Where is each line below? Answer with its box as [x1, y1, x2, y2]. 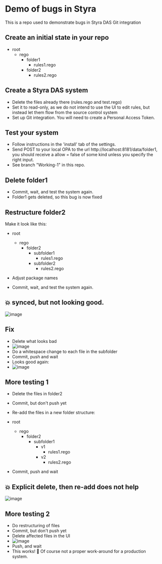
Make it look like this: [5, 221, 47, 226]
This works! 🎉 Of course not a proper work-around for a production [12, 548, 146, 554]
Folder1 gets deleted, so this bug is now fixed [12, 194, 103, 200]
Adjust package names [12, 275, 58, 281]
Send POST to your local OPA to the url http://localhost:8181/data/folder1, [12, 146, 158, 152]
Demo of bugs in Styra [5, 3, 97, 15]
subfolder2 [33, 260, 56, 266]
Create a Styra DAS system [5, 86, 88, 95]
